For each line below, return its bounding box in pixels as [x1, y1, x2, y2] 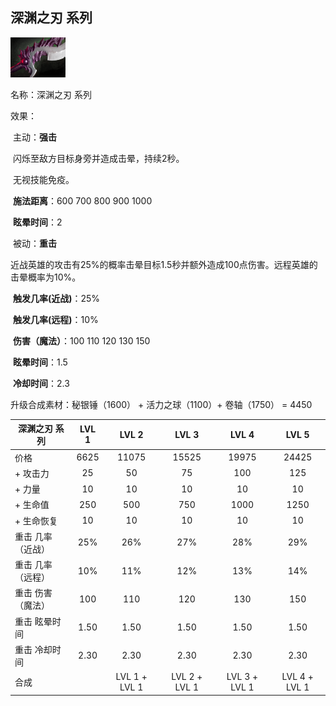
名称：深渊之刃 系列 [10, 88, 92, 100]
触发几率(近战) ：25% [12, 292, 101, 304]
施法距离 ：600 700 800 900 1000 [12, 194, 153, 207]
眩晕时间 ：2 [12, 216, 63, 228]
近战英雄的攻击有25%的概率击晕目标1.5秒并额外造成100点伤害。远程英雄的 [10, 258, 318, 270]
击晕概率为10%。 [10, 271, 82, 283]
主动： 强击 [12, 131, 57, 143]
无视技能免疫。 [12, 173, 75, 185]
